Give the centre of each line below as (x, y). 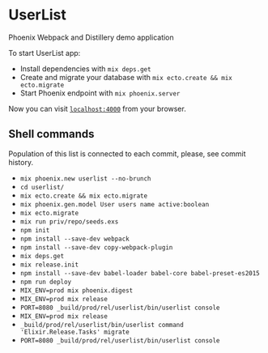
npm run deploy (46, 282)
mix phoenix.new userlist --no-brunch (85, 179)
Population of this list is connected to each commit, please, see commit (127, 153)
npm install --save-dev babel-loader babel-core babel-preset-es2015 (140, 273)
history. (21, 162)
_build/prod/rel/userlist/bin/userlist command (102, 325)
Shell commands (51, 134)
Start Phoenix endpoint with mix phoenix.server (100, 93)
